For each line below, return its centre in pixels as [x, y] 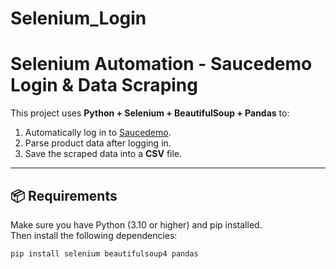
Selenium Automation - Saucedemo [161, 64]
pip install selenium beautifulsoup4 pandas [104, 253]
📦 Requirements [64, 195]
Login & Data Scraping [104, 85]
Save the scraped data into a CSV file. [103, 154]
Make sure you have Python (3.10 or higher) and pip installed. [136, 224]
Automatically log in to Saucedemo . [98, 133]
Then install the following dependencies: [94, 235]
